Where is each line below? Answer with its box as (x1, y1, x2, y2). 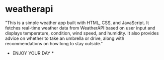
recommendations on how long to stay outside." (5, 40, 103, 46)
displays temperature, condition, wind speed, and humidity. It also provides (5, 30, 159, 36)
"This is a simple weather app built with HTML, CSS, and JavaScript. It (5, 20, 149, 26)
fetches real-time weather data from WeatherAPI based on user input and (5, 25, 156, 30)
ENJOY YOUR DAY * (12, 50, 54, 56)
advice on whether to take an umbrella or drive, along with (5, 35, 125, 41)
